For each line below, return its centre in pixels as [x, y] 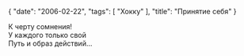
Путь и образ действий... [50, 43]
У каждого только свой [48, 35]
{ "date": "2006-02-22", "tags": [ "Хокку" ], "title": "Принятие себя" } [122, 11]
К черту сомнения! [40, 26]
